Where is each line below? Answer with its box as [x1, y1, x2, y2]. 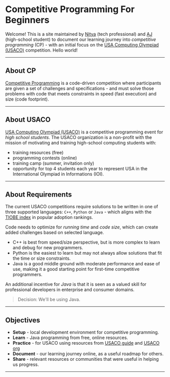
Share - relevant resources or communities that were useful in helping [12, 356, 159, 362]
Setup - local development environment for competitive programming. [12, 329, 159, 336]
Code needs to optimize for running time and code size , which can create [5, 224, 158, 230]
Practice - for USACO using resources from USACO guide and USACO [12, 340, 160, 346]
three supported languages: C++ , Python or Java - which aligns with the [5, 209, 152, 215]
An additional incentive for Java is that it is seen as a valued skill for [5, 281, 147, 288]
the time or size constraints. [12, 255, 71, 261]
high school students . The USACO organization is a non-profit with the [5, 134, 152, 140]
